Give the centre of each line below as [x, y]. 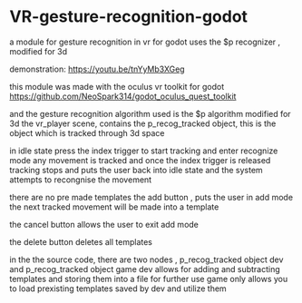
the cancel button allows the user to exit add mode [104, 224]
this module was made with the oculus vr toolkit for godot [117, 86]
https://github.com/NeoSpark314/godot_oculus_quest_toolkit [123, 96]
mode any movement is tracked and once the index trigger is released [140, 160]
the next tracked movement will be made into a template [114, 207]
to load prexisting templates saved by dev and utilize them [118, 288]
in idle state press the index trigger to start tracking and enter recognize [144, 151]
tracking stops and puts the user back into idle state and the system [136, 170]
